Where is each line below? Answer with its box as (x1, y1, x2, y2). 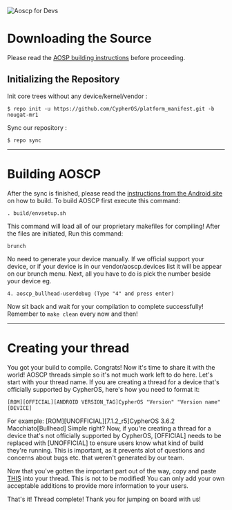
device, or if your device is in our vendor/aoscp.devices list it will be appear (7, 262, 222, 270)
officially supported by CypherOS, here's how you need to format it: (7, 385, 200, 393)
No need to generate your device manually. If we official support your (7, 254, 205, 263)
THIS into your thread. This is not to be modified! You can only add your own (7, 474, 225, 482)
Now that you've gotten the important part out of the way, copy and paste (7, 466, 217, 475)
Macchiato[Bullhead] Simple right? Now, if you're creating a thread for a (7, 424, 212, 432)
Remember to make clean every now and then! (7, 310, 138, 318)
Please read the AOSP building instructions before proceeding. (7, 53, 186, 62)
